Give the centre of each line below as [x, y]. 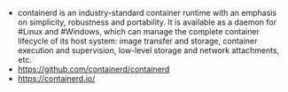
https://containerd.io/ [56, 78]
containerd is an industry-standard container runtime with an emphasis [147, 13]
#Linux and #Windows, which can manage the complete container [138, 31]
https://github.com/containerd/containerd [93, 69]
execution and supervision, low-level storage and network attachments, [148, 50]
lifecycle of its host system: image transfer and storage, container [137, 41]
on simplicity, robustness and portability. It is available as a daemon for [147, 22]
